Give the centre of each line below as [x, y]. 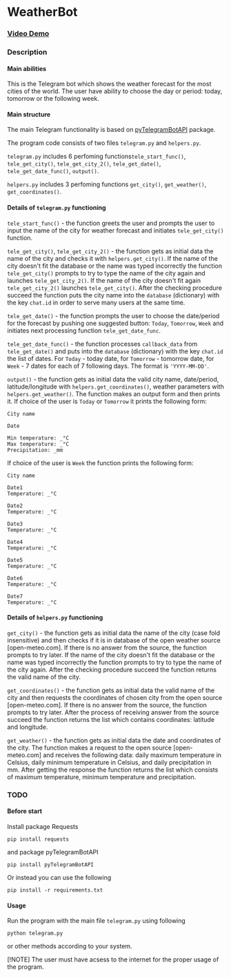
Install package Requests [43, 826]
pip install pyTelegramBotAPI [51, 864]
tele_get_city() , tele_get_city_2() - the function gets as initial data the [110, 251]
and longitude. [28, 727]
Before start [25, 811]
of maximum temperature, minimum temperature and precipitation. [102, 776]
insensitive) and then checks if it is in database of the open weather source [114, 640]
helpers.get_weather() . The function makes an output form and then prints [114, 393]
